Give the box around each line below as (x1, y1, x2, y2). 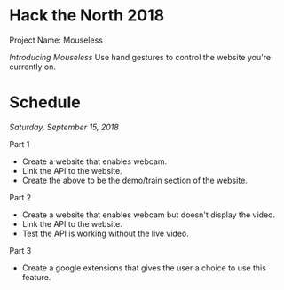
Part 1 (9, 138, 30, 149)
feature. (21, 271, 51, 282)
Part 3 (9, 245, 32, 255)
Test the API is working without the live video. (21, 228, 189, 239)
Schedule (9, 92, 82, 113)
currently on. (9, 61, 56, 72)
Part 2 (9, 192, 32, 202)
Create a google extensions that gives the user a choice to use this (21, 263, 266, 273)
